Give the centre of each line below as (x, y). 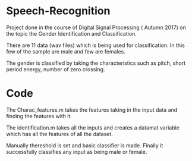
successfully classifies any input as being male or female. (77, 151)
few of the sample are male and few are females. (66, 51)
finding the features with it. (39, 116)
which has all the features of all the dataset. (59, 134)
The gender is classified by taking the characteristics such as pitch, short (96, 63)
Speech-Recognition (58, 11)
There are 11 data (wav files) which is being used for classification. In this (96, 45)
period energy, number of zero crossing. (56, 69)
